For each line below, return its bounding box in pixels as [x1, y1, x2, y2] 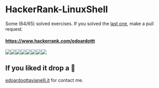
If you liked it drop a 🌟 [5, 63, 75, 72]
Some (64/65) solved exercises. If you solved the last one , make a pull [5, 20, 154, 27]
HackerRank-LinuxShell [5, 4, 108, 15]
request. [5, 26, 23, 32]
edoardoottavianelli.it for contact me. [5, 77, 84, 83]
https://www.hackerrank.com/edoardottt [5, 37, 95, 44]
